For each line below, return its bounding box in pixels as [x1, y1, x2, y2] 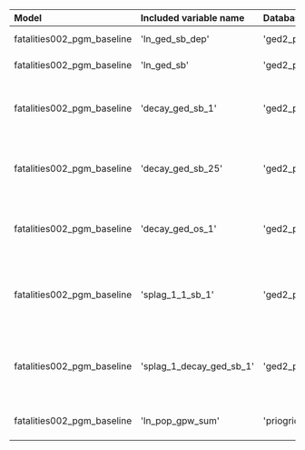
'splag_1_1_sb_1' [140, 288, 215, 301]
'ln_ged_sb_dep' [140, 33, 210, 45]
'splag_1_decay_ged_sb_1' [140, 360, 255, 372]
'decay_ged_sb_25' [140, 163, 223, 175]
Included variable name [140, 12, 245, 24]
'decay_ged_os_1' [140, 223, 217, 235]
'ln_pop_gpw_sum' [140, 415, 221, 426]
